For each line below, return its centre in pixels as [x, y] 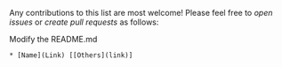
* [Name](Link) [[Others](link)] [71, 56]
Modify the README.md [53, 39]
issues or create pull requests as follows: [84, 22]
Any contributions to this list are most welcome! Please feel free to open [141, 13]
